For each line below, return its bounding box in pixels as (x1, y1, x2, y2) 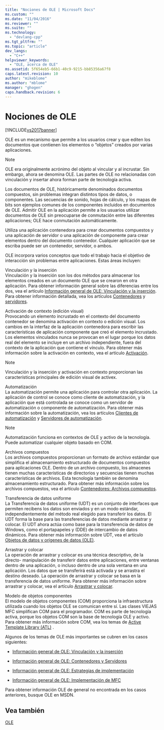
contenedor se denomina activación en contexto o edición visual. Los (5, 319, 146, 325)
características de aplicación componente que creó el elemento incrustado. (5, 329, 158, 335)
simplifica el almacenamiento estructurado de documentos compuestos (5, 460, 150, 465)
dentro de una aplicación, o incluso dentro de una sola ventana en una (5, 563, 147, 568)
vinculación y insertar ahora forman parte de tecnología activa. (5, 177, 133, 183)
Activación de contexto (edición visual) (5, 308, 84, 314)
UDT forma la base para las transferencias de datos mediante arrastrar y (5, 516, 152, 522)
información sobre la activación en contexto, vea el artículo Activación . (5, 350, 149, 356)
